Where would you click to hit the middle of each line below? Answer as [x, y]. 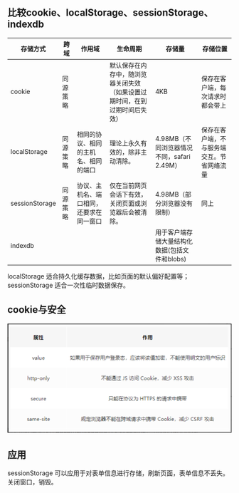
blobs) [177, 259]
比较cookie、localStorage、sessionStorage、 [110, 13]
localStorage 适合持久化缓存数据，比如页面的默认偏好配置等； [99, 276]
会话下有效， [128, 194]
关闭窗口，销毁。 [32, 482]
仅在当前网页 [128, 186]
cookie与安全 [37, 310]
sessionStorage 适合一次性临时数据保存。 [69, 285]
